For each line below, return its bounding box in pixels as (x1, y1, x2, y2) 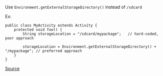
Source (5, 66, 20, 71)
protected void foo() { (14, 27, 63, 32)
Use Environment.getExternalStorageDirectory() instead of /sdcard (5, 4, 142, 10)
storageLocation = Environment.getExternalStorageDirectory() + (23, 44, 157, 49)
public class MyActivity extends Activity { (5, 23, 97, 28)
